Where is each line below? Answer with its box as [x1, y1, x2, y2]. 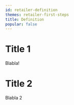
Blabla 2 [5, 95, 22, 101]
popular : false [5, 21, 38, 27]
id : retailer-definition [5, 7, 58, 13]
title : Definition [5, 17, 44, 22]
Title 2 [5, 78, 33, 89]
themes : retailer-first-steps [5, 12, 69, 17]
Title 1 [5, 44, 31, 55]
